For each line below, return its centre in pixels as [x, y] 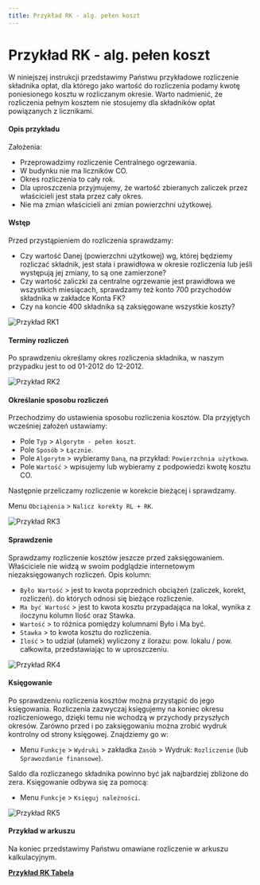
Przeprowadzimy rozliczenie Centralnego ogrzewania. [108, 162]
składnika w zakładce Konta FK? [72, 298]
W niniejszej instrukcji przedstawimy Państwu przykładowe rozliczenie [124, 77]
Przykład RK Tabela [41, 872]
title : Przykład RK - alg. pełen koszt [74, 16]
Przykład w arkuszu [42, 831]
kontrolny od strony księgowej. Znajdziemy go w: [89, 734]
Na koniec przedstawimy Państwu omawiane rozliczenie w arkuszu [118, 848]
